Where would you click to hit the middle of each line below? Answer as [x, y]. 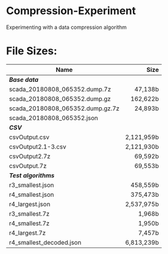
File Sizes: [32, 51]
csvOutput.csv [29, 137]
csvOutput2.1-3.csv [38, 147]
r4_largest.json [30, 204]
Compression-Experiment [71, 11]
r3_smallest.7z [29, 213]
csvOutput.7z [28, 166]
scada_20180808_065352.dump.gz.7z [64, 108]
